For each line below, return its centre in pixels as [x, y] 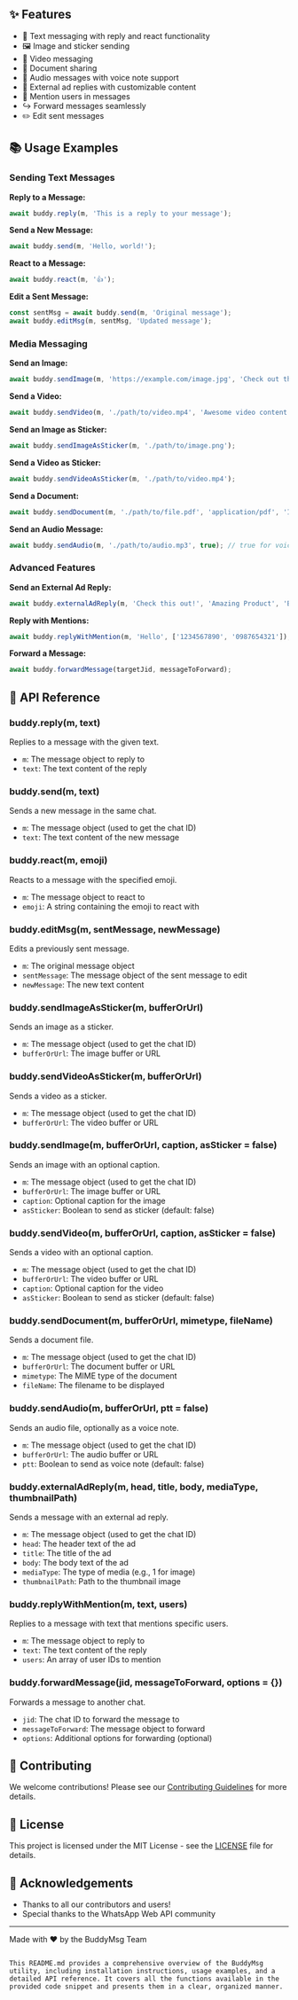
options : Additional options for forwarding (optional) [117, 1738]
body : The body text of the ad [75, 1562]
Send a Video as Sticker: [55, 462]
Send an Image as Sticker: [58, 429]
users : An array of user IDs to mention [91, 1660]
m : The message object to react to [83, 897]
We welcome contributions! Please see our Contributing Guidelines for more [148, 1787]
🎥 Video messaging [57, 59]
